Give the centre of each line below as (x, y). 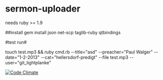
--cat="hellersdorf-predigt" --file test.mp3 (85, 57)
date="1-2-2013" (23, 57)
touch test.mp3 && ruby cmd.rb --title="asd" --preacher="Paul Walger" (79, 52)
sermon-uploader (43, 9)
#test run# (16, 42)
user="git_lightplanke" (28, 62)
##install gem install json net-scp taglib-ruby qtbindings (63, 32)
